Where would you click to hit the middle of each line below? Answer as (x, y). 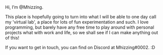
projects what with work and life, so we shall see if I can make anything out (82, 32)
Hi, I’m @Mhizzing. (24, 7)
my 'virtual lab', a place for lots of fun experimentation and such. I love (77, 22)
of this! (12, 38)
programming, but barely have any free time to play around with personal (80, 27)
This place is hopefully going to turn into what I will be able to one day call (81, 17)
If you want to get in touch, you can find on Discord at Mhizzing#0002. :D (80, 47)
